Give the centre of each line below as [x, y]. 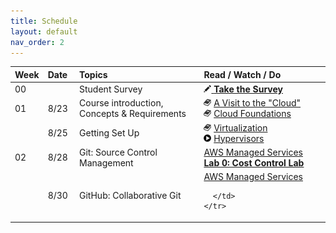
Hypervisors [239, 138]
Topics [93, 74]
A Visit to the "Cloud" [257, 103]
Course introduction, [121, 103]
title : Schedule [44, 21]
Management [106, 162]
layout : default [44, 31]
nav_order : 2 [37, 42]
